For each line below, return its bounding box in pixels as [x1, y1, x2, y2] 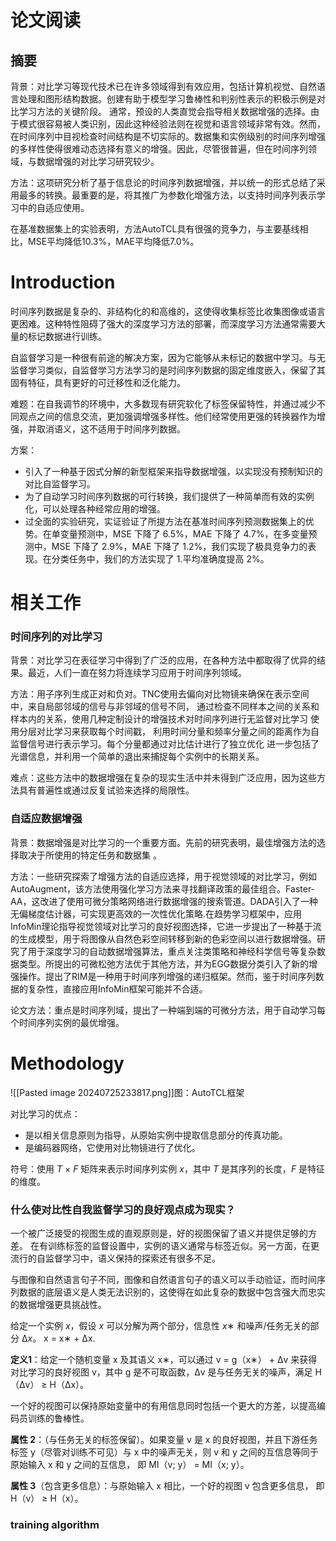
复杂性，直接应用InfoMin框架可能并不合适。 [27, 982, 208, 995]
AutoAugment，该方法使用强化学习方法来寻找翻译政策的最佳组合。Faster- [10, 882, 316, 895]
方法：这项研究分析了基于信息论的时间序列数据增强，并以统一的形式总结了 [10, 177, 317, 188]
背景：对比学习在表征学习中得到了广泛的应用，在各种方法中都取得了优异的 [10, 654, 317, 666]
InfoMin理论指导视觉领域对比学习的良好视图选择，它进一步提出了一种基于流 [10, 920, 322, 932]
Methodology [10, 1052, 125, 1075]
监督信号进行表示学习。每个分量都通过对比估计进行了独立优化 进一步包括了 [10, 738, 320, 750]
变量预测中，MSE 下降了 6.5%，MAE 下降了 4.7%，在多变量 [59, 527, 309, 540]
